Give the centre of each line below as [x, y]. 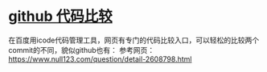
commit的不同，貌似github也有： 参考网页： [82, 50]
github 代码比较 [60, 16]
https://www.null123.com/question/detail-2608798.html [100, 59]
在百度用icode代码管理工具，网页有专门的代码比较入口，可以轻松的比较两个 [134, 40]
